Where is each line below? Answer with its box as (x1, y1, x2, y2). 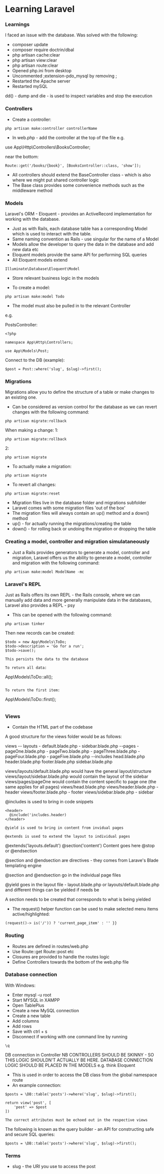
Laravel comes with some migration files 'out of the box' (12, 505, 126, 511)
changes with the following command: (12, 409, 90, 415)
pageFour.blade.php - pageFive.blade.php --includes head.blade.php (5, 754, 145, 760)
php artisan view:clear (12, 58, 57, 63)
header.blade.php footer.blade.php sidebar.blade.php (5, 759, 113, 765)
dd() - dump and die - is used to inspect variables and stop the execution (5, 93, 153, 99)
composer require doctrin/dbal (12, 47, 74, 53)
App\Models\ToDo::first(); (5, 696, 56, 702)
